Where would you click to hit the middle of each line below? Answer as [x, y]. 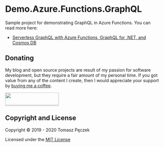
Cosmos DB [24, 42]
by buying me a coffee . [29, 86]
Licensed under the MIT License [38, 139]
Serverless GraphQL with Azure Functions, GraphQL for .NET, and [79, 37]
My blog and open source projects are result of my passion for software [78, 70]
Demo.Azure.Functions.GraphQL [74, 9]
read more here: [21, 28]
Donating [20, 58]
